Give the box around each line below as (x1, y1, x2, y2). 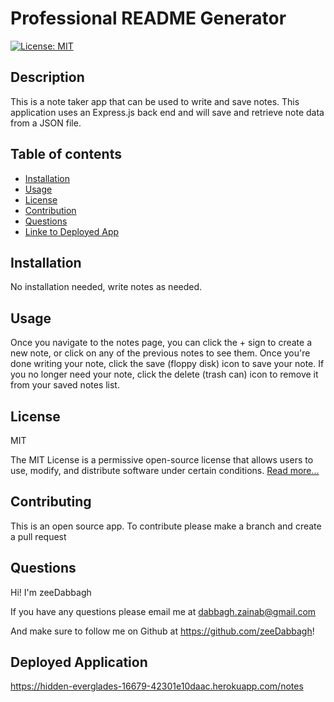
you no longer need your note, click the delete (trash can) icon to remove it (10, 368, 319, 381)
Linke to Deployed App (24, 225, 120, 237)
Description (10, 69, 85, 86)
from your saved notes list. (10, 379, 120, 391)
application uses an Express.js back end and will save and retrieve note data (10, 106, 325, 118)
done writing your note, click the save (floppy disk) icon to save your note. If (10, 358, 325, 370)
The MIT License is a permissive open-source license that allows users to (10, 454, 314, 466)
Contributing (10, 493, 92, 511)
